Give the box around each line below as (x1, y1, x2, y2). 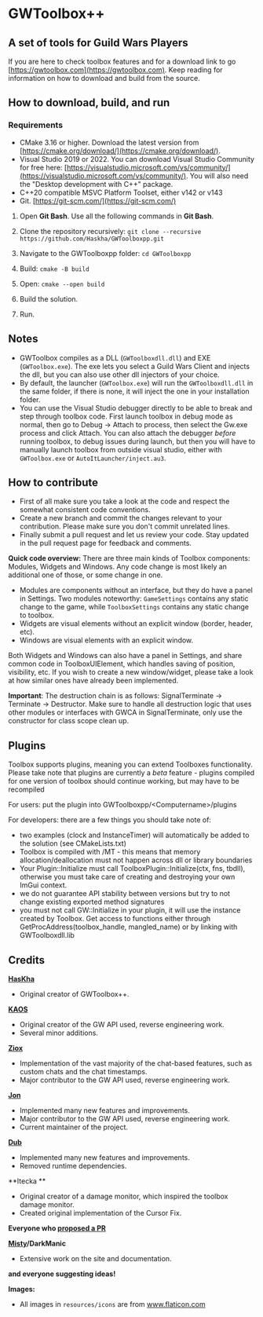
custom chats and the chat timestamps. (19, 1066, 148, 1076)
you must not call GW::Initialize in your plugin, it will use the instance (19, 905, 241, 915)
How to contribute (8, 476, 99, 489)
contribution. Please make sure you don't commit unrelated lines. (19, 521, 230, 531)
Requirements (8, 119, 64, 130)
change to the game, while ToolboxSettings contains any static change (19, 602, 250, 612)
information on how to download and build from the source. (8, 74, 200, 82)
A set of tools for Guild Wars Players (8, 36, 188, 49)
